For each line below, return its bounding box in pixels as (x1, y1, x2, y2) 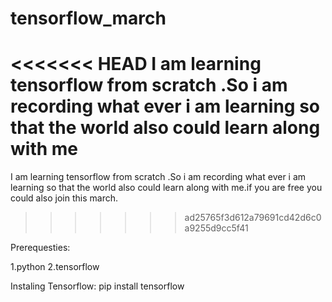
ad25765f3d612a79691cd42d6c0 (184, 212, 322, 224)
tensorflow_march (10, 7, 167, 30)
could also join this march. (10, 192, 118, 204)
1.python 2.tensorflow (10, 261, 100, 273)
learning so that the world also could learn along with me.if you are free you (10, 182, 323, 194)
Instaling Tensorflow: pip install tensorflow (10, 280, 185, 292)
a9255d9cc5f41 (184, 222, 249, 234)
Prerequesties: (10, 242, 71, 254)
